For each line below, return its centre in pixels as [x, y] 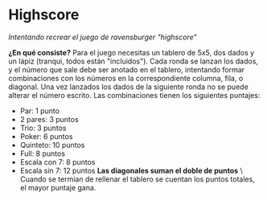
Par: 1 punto [40, 111]
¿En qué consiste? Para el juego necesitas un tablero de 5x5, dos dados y [131, 52]
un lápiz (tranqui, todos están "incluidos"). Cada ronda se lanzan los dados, [133, 61]
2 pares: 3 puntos [49, 119]
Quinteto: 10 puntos [52, 145]
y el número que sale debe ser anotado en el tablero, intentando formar [127, 69]
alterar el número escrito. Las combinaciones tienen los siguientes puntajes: [134, 95]
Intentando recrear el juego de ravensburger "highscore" [103, 37]
